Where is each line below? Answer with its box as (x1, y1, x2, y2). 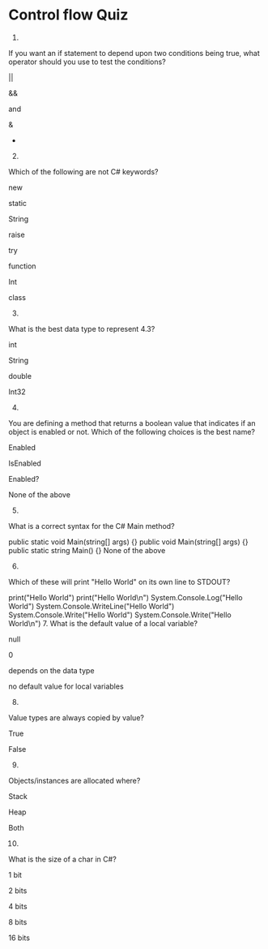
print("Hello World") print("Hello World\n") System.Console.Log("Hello (8, 592, 243, 602)
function (8, 261, 36, 271)
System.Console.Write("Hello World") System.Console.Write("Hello (8, 610, 232, 620)
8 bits (8, 917, 28, 926)
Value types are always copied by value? (8, 712, 144, 723)
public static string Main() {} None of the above (8, 545, 166, 555)
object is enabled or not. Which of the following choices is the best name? (8, 427, 255, 436)
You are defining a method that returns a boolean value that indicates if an (8, 418, 256, 427)
